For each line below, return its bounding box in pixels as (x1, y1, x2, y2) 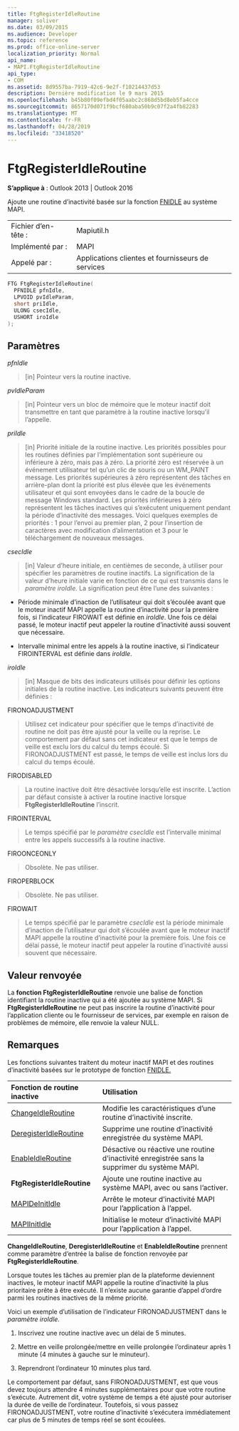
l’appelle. (24, 415, 52, 424)
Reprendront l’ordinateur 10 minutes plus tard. (17, 1363, 152, 1372)
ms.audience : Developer (7, 30, 78, 38)
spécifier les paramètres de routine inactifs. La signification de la (24, 569, 215, 578)
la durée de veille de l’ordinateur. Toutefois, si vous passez (7, 1400, 179, 1409)
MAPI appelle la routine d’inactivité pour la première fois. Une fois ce (24, 934, 226, 942)
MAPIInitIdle (11, 1219, 52, 1229)
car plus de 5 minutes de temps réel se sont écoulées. (7, 1415, 166, 1424)
